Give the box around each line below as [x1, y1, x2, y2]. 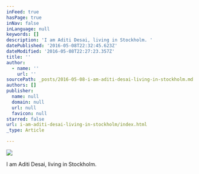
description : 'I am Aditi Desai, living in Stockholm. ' [6, 37, 153, 43]
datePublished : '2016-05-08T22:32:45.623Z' [6, 43, 118, 49]
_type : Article [6, 127, 45, 133]
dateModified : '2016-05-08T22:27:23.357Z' [6, 49, 115, 55]
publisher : [6, 88, 34, 94]
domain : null [11, 99, 45, 105]
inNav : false [6, 20, 39, 26]
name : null [11, 93, 39, 99]
